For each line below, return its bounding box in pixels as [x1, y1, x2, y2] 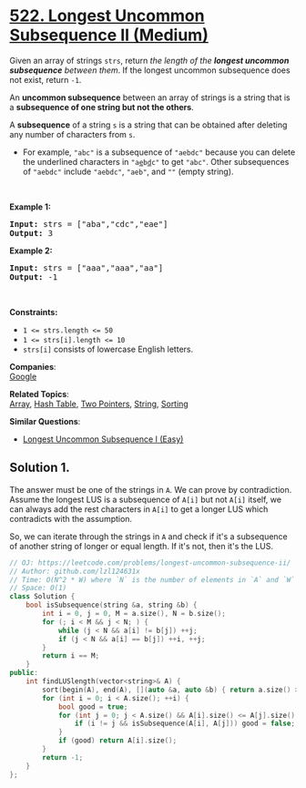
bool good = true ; [57, 702, 128, 711]
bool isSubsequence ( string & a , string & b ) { [25, 600, 198, 610]
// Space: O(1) [9, 584, 67, 593]
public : [9, 669, 39, 678]
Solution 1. [9, 460, 70, 476]
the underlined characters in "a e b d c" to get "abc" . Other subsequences [22, 156, 290, 167]
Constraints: [9, 306, 58, 317]
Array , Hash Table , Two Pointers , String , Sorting [9, 398, 189, 409]
